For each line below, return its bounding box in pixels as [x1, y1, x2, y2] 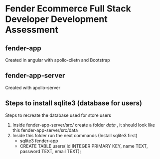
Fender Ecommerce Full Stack [5, 3, 131, 14]
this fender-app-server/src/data [12, 127, 78, 133]
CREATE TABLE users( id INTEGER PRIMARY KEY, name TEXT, [19, 143, 148, 149]
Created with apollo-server [5, 84, 61, 90]
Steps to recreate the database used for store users [5, 112, 111, 118]
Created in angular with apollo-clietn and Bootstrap [5, 57, 111, 63]
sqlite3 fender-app [19, 138, 58, 144]
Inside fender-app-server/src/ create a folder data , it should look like [12, 122, 156, 128]
